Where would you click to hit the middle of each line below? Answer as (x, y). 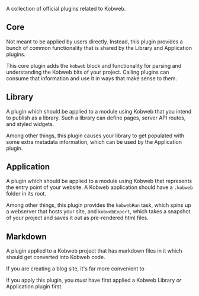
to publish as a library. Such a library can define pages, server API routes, (96, 118)
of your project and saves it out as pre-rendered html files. (78, 218)
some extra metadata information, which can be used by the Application (94, 141)
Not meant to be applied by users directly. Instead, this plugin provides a (95, 42)
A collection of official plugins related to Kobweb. (66, 9)
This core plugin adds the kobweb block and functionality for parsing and (94, 65)
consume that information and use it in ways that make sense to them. (92, 78)
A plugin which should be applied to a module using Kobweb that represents (99, 181)
